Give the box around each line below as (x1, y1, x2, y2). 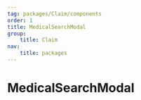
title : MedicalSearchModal (7, 23, 86, 30)
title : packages (20, 50, 68, 57)
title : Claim (20, 37, 58, 44)
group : (7, 30, 27, 37)
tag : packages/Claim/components (7, 10, 102, 18)
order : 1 (7, 17, 33, 24)
